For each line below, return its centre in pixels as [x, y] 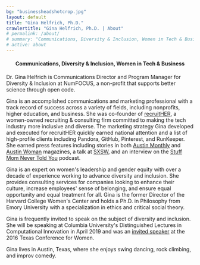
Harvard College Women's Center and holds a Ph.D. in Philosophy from [93, 201]
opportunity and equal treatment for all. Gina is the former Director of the [96, 195]
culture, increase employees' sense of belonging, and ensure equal [89, 188]
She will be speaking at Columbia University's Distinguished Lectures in [94, 225]
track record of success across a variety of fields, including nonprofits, [93, 108]
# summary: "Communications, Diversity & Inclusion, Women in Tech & [94, 39]
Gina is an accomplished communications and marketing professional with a [99, 101]
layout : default [26, 17]
